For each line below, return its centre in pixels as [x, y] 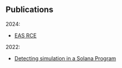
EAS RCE [25, 35]
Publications [30, 10]
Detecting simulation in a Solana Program [65, 58]
